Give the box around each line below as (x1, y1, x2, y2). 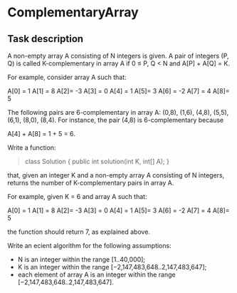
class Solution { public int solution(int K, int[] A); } (24, 158, 169, 165)
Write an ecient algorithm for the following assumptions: (7, 242, 172, 250)
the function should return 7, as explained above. (7, 227, 151, 236)
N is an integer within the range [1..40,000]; (17, 255, 146, 264)
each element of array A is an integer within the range (17, 270, 176, 279)
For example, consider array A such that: (7, 73, 127, 81)
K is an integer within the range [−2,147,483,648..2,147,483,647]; (17, 263, 207, 271)
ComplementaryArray (7, 4, 139, 21)
